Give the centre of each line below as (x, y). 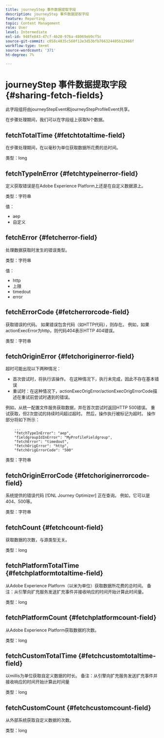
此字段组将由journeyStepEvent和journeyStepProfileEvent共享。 (69, 109)
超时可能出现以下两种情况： (33, 369)
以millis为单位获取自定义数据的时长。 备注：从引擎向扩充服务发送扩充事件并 (82, 676)
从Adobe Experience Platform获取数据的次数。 (52, 630)
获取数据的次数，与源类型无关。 (37, 540)
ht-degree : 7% (20, 55)
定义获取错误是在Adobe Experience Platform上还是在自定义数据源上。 (76, 186)
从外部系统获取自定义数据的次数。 (40, 720)
